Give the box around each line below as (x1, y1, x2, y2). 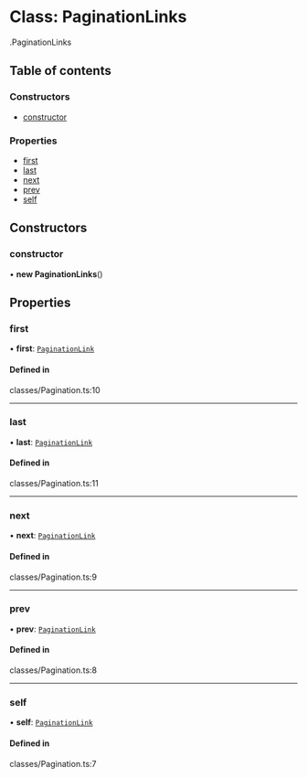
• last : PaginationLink (9, 436, 93, 447)
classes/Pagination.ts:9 (9, 571, 98, 582)
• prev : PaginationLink (9, 623, 96, 634)
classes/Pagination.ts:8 (9, 665, 98, 676)
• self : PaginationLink (9, 717, 93, 728)
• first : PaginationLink (9, 343, 95, 354)
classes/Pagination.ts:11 (9, 478, 99, 488)
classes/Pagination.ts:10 (9, 384, 101, 395)
